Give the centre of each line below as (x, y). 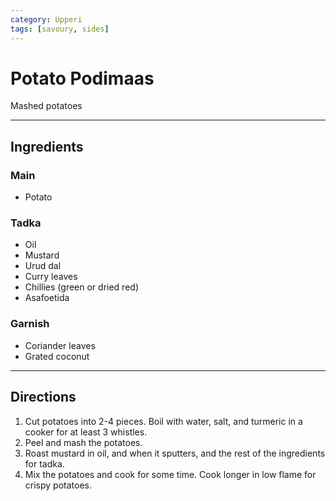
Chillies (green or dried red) (81, 287)
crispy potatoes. (58, 485)
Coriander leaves (60, 345)
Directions (43, 397)
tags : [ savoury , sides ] (60, 29)
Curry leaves (51, 277)
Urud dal (43, 266)
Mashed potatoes (46, 106)
